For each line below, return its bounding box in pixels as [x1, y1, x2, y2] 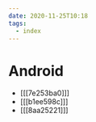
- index [15, 27, 42, 35]
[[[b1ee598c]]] [19, 97, 69, 107]
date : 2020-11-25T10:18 [8, 11, 89, 20]
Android [8, 61, 65, 80]
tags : [8, 19, 27, 27]
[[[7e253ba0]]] [19, 88, 70, 98]
